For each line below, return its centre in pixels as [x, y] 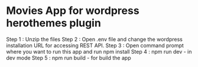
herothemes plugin [54, 23]
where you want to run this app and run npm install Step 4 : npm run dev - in [99, 51]
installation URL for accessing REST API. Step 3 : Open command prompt [95, 45]
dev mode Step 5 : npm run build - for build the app [69, 58]
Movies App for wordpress [73, 11]
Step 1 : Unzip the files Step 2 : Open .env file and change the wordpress [95, 39]
